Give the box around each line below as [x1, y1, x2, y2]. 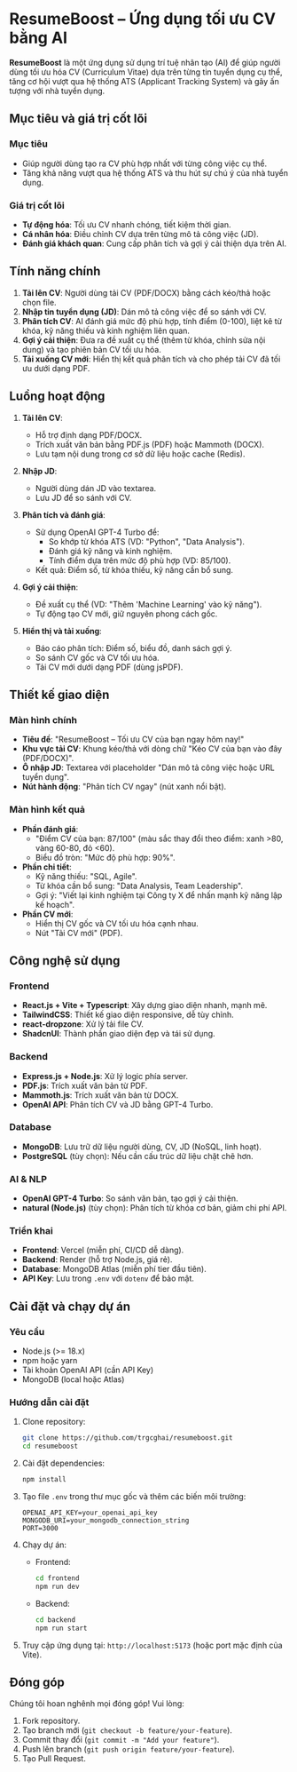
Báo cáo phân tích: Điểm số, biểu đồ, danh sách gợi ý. [35, 642, 232, 653]
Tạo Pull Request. [21, 1753, 86, 1764]
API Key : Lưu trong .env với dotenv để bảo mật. [21, 1273, 195, 1283]
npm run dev [35, 1582, 80, 1591]
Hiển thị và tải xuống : [21, 625, 102, 636]
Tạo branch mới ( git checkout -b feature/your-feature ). [21, 1725, 233, 1736]
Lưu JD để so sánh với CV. [35, 492, 132, 503]
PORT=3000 [21, 1524, 59, 1533]
